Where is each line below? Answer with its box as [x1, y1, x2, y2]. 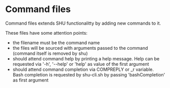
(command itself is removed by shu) [12, 50, 88, 56]
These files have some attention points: [5, 30, 88, 36]
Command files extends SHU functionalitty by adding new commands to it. [5, 20, 161, 26]
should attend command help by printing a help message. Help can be [12, 55, 160, 61]
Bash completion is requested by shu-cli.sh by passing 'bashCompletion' [12, 71, 165, 77]
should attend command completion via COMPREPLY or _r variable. [12, 66, 154, 72]
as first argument [12, 77, 49, 83]
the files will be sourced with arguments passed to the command [12, 45, 148, 51]
